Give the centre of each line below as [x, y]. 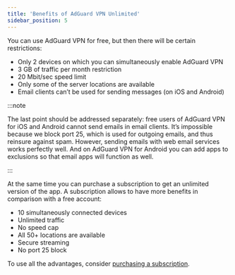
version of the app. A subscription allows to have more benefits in [103, 191]
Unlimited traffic [41, 220]
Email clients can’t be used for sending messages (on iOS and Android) [121, 92]
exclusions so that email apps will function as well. [80, 157]
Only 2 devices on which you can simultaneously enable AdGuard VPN [120, 61]
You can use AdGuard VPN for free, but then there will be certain [102, 40]
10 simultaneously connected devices [72, 212]
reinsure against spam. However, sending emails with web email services [114, 141]
